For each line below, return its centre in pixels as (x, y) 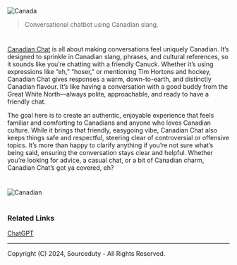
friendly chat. (27, 101)
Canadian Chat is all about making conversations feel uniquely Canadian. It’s (118, 49)
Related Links (31, 218)
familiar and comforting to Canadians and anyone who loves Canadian (109, 123)
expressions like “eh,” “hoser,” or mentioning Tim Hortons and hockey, (109, 72)
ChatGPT (20, 233)
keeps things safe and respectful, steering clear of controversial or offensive (118, 138)
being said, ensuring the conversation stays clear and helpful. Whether (110, 153)
